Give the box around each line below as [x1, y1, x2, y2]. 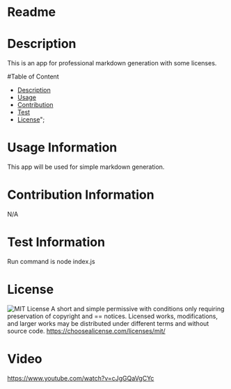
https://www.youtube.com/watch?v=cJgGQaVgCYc [7, 374, 154, 382]
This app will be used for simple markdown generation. [7, 163, 165, 171]
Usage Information [7, 140, 118, 156]
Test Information [7, 234, 106, 250]
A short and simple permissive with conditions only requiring [51, 304, 225, 313]
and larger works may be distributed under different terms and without [7, 319, 209, 327]
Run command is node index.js [7, 257, 95, 265]
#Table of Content [7, 72, 59, 81]
